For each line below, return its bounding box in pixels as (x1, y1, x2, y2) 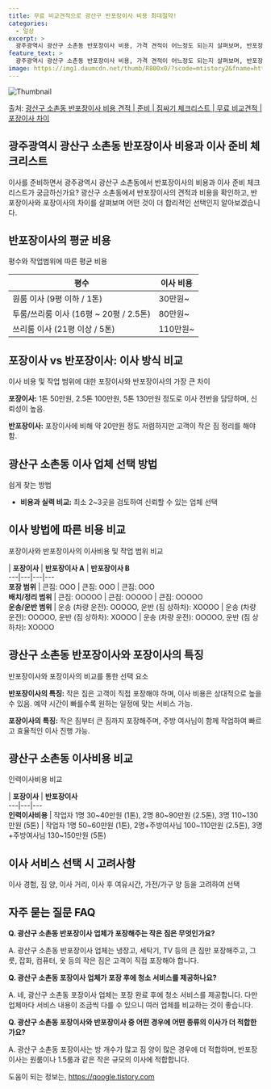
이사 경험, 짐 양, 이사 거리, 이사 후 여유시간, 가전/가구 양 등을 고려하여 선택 (8, 880, 240, 889)
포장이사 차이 (8, 113, 50, 123)
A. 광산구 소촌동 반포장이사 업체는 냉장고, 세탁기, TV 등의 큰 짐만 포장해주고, (8, 946, 248, 956)
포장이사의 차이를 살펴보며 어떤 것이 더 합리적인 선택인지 (43, 197, 219, 207)
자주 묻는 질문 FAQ (8, 906, 96, 919)
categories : (8, 19, 48, 27)
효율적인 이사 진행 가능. (16, 725, 90, 735)
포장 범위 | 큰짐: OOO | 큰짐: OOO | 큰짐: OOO (8, 582, 155, 591)
